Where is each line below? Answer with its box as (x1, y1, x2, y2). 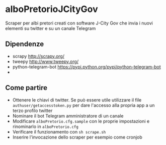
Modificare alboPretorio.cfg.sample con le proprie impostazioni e (12, 118, 150, 124)
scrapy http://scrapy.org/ (12, 53, 64, 59)
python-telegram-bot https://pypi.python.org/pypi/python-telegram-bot (12, 63, 161, 69)
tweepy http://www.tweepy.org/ (12, 58, 79, 64)
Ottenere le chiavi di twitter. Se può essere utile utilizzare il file (12, 96, 142, 103)
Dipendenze (5, 40, 44, 48)
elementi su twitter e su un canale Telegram (5, 25, 96, 31)
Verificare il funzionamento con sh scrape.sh (12, 128, 106, 134)
